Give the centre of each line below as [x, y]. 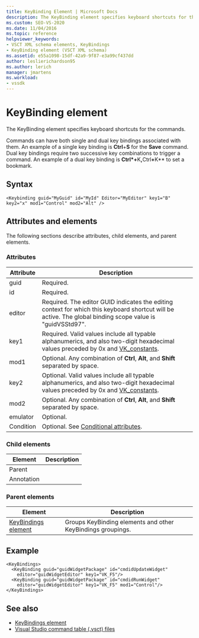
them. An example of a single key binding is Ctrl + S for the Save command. [97, 146]
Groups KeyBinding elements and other [119, 522]
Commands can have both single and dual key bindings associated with [94, 141]
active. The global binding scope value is [99, 317]
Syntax [20, 184]
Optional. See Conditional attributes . [92, 426]
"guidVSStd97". [64, 324]
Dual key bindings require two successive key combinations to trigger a [93, 153]
